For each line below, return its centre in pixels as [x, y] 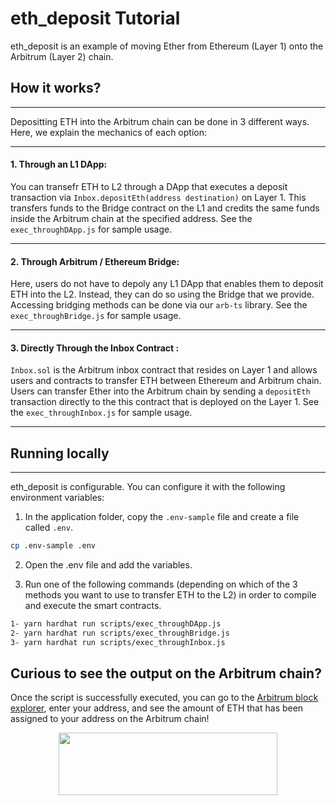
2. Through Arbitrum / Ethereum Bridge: [95, 261]
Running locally [60, 453]
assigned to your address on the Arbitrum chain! [110, 719]
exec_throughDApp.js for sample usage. [91, 229]
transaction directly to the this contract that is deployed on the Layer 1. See [165, 402]
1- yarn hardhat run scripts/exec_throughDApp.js [116, 624]
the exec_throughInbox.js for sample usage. [101, 413]
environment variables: [57, 498]
